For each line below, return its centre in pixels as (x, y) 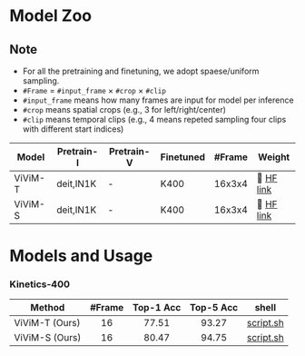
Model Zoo (51, 16)
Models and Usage (81, 256)
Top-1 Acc (157, 308)
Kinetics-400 (40, 284)
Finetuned (183, 157)
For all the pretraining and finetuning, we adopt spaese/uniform (141, 71)
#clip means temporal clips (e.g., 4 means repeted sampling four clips (154, 119)
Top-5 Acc (214, 308)
